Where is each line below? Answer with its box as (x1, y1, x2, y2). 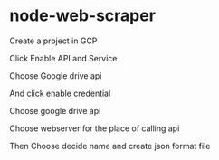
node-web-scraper (9, 5, 157, 26)
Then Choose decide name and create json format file (9, 140, 211, 151)
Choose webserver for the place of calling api (9, 123, 180, 134)
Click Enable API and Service (9, 52, 118, 63)
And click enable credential (9, 88, 111, 99)
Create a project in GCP (9, 35, 98, 46)
